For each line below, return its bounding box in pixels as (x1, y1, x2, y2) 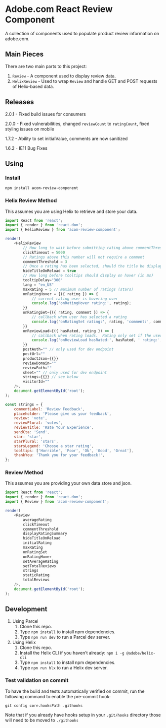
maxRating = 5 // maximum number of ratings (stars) (23, 287, 134, 292)
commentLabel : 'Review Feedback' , (14, 406, 85, 411)
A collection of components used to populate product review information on (5, 30, 160, 36)
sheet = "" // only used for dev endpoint (23, 370, 107, 375)
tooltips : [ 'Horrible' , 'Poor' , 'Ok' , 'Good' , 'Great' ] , (14, 448, 134, 453)
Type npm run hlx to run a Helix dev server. (19, 664, 108, 670)
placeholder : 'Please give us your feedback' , (14, 411, 112, 416)
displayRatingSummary (23, 531, 68, 536)
